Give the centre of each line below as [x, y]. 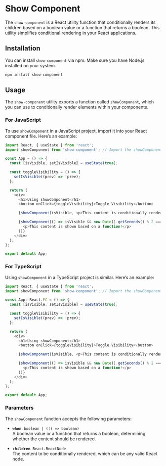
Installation [23, 48]
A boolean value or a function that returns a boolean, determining [79, 433]
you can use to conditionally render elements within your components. [77, 107]
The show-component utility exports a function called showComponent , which [80, 102]
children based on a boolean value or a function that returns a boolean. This [82, 27]
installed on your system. [31, 65]
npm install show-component [34, 75]
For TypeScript [23, 267]
